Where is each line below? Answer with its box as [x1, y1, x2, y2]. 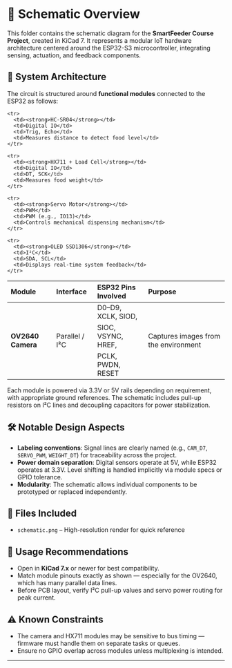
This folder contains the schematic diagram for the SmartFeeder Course [7, 29, 214, 37]
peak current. [17, 593, 57, 602]
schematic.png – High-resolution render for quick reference [17, 526, 185, 534]
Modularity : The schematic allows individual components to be [17, 480, 197, 488]
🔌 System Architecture [7, 71, 107, 83]
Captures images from [148, 331, 221, 341]
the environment [148, 340, 202, 350]
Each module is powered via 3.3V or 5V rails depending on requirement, [7, 386, 212, 394]
